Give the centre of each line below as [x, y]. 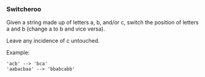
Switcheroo [24, 9]
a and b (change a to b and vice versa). [56, 29]
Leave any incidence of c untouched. [53, 41]
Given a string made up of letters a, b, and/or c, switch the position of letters [102, 23]
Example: [18, 53]
